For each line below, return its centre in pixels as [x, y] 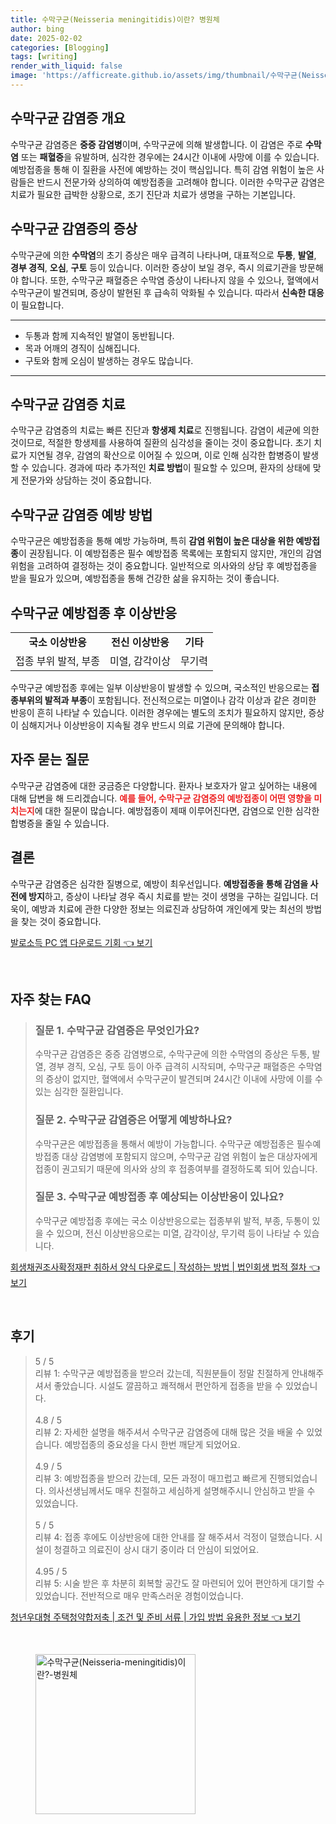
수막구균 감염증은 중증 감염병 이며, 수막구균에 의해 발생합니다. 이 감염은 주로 [156, 144]
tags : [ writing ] [44, 57]
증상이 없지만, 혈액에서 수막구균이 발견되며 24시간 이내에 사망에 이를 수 [184, 1079]
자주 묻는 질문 [50, 759]
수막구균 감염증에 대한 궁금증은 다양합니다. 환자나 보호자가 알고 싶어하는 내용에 [164, 785]
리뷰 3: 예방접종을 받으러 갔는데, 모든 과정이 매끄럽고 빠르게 [151, 1478]
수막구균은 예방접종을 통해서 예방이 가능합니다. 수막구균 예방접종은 [164, 1143]
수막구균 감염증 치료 [68, 404]
